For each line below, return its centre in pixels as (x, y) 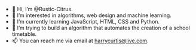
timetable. (24, 34)
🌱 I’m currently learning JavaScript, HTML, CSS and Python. (86, 21)
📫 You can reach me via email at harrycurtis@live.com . (80, 41)
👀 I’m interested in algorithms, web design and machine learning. (91, 15)
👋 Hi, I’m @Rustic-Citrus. (42, 9)
